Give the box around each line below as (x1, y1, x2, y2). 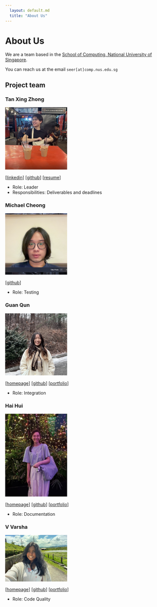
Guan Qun (5, 302, 30, 308)
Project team (5, 81, 46, 89)
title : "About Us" (9, 13, 48, 18)
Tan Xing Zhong (5, 96, 45, 103)
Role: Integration (12, 390, 46, 396)
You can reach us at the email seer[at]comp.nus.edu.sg (5, 66, 118, 72)
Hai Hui (5, 402, 23, 409)
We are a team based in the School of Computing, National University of (5, 52, 152, 58)
